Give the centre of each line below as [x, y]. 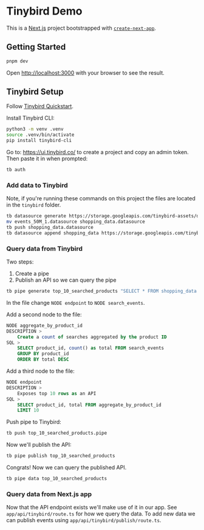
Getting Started [36, 47]
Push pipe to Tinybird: [34, 422]
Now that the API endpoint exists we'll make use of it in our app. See [92, 508]
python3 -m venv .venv [35, 129]
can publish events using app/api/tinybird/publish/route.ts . [84, 520]
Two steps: [20, 262]
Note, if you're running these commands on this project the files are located [101, 199]
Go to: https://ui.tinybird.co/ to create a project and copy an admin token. [98, 152]
